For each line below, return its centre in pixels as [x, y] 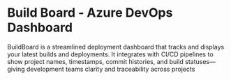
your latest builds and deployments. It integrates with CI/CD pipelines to [111, 54]
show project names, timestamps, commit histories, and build [95, 61]
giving [16, 69]
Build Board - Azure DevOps [90, 13]
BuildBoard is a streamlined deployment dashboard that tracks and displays [116, 47]
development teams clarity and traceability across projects [111, 69]
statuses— [200, 61]
